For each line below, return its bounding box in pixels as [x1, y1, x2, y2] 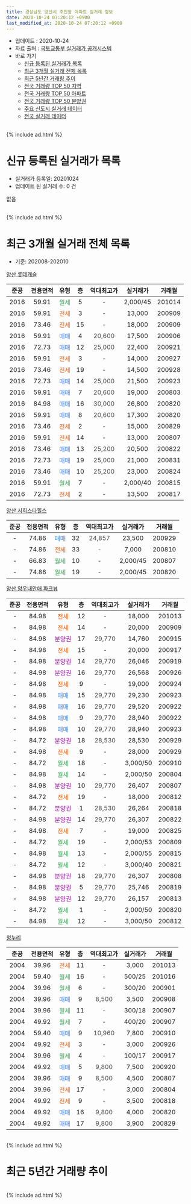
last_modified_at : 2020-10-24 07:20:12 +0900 [6, 20, 122, 26]
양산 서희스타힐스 [6, 507, 47, 514]
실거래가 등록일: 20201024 [14, 175, 80, 183]
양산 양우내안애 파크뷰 [6, 585, 58, 592]
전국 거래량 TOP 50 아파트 [23, 90, 86, 97]
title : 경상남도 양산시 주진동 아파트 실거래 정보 [6, 8, 113, 15]
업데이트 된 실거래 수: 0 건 [14, 183, 77, 190]
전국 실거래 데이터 [23, 113, 66, 120]
